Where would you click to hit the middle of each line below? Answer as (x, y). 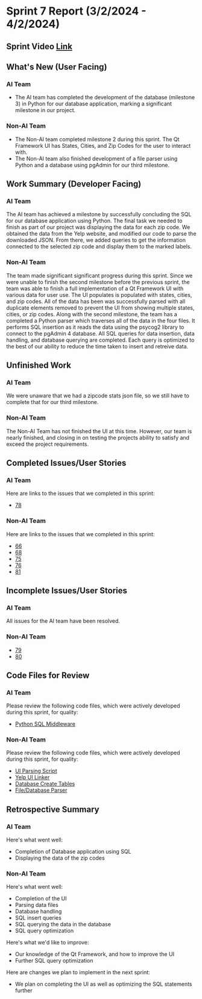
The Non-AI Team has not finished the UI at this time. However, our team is (99, 431)
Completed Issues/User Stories (66, 463)
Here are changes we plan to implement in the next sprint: (78, 972)
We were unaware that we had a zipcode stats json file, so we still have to (98, 396)
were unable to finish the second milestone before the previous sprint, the (98, 282)
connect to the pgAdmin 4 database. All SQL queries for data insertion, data (100, 333)
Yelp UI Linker (32, 777)
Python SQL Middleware (45, 724)
